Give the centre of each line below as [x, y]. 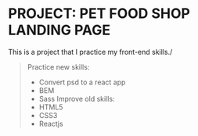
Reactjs [51, 123]
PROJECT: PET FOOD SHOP [99, 14]
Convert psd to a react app [82, 82]
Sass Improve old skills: [77, 98]
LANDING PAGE [59, 30]
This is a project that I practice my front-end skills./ [90, 52]
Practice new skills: [58, 66]
